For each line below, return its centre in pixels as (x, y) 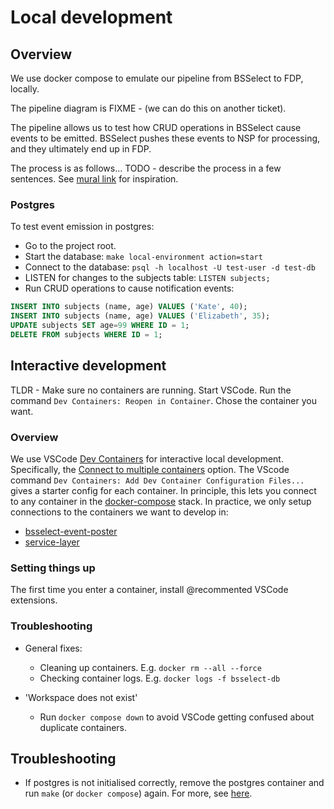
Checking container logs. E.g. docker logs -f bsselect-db (160, 678)
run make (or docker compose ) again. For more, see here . (138, 793)
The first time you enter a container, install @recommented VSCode (149, 590)
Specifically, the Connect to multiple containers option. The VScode (150, 469)
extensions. (34, 600)
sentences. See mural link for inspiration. (94, 179)
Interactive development (88, 366)
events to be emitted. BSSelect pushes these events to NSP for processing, (165, 138)
